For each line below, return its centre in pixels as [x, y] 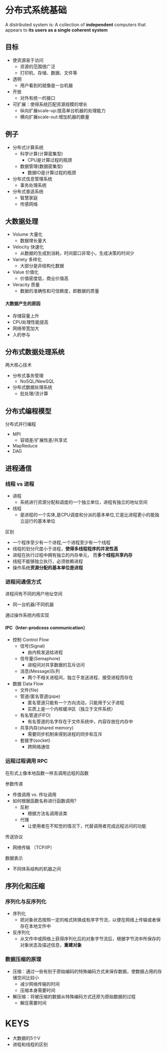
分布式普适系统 [28, 191]
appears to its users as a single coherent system [56, 30]
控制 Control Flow [31, 640]
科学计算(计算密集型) [41, 154]
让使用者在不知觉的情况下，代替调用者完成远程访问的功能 [87, 826]
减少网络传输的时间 [40, 984]
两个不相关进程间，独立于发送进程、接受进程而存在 [80, 677]
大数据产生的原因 [23, 303]
